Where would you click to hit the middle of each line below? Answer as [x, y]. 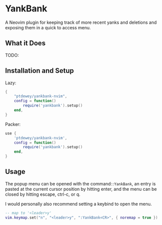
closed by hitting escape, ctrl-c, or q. [43, 194]
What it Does [25, 43]
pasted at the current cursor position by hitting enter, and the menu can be [81, 189]
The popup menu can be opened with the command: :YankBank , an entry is [81, 183]
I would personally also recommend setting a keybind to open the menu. [79, 204]
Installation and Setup [40, 71]
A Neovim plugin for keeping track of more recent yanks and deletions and [81, 22]
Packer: [13, 124]
